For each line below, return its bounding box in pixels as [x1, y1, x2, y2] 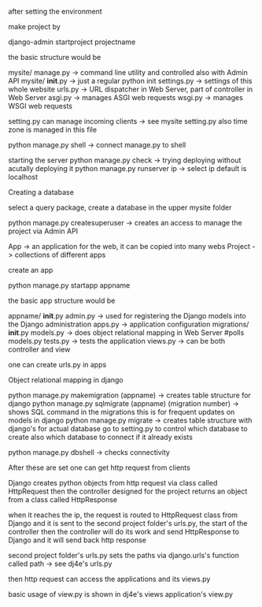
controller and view [8, 344, 71, 354]
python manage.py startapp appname [8, 281, 131, 290]
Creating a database [8, 188, 75, 196]
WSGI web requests [8, 102, 73, 110]
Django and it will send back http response [8, 535, 147, 545]
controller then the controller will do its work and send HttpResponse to [8, 527, 240, 536]
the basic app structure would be [8, 296, 116, 305]
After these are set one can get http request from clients [8, 463, 190, 472]
